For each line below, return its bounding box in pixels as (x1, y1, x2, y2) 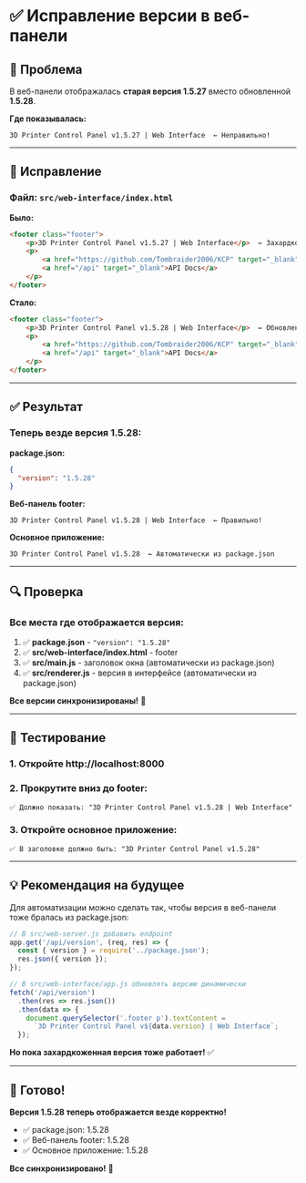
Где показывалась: (9, 113, 87, 124)
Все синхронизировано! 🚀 (9, 1163, 114, 1174)
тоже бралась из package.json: (9, 911, 129, 922)
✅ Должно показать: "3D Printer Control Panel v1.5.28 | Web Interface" (9, 803, 293, 812)
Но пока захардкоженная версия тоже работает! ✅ (9, 1047, 215, 1058)
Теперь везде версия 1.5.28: (9, 427, 142, 439)
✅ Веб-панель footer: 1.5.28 (22, 1134, 130, 1145)
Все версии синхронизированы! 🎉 (9, 694, 147, 706)
